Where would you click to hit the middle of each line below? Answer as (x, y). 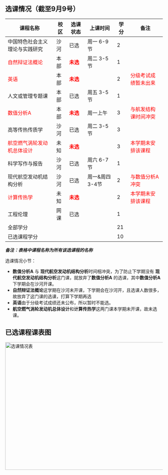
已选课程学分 (23, 237)
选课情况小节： (20, 261)
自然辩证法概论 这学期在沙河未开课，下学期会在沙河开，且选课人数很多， (87, 290)
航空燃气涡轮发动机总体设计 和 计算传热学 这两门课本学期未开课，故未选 (85, 309)
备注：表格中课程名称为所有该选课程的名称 (49, 250)
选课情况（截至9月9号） (42, 9)
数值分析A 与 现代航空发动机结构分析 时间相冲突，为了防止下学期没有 (83, 271)
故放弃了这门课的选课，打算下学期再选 (52, 296)
